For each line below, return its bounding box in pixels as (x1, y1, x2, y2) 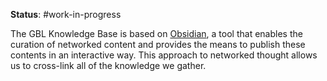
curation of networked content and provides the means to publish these (10, 39, 306, 50)
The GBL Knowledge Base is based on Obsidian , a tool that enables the (10, 28, 303, 39)
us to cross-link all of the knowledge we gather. (10, 60, 207, 71)
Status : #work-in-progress (10, 9, 122, 20)
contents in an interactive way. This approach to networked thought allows (10, 49, 318, 61)
